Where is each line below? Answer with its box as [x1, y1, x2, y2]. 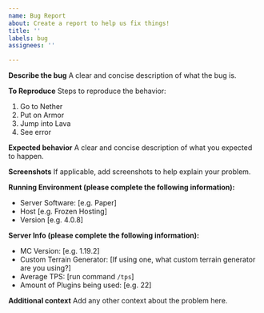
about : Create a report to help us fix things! [8, 19, 170, 27]
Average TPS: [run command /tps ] [19, 272, 134, 282]
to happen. [8, 152, 44, 161]
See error [19, 128, 52, 137]
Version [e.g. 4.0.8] [19, 215, 84, 225]
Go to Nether [19, 102, 63, 112]
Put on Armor [19, 110, 65, 120]
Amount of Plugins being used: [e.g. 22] [19, 280, 152, 290]
